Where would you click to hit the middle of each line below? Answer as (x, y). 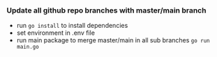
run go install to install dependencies (72, 26)
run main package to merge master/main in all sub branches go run (113, 40)
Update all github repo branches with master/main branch (106, 10)
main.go (28, 47)
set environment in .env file (56, 33)
